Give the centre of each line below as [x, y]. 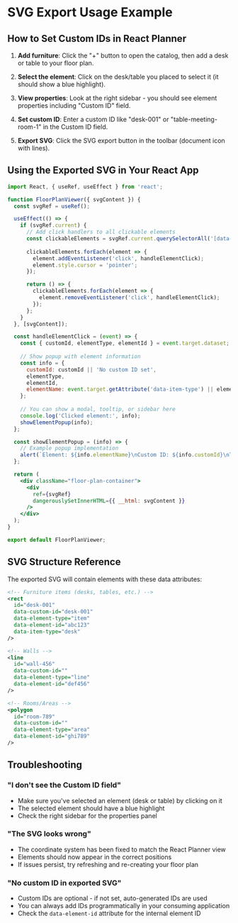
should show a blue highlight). [62, 84]
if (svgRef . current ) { [53, 225]
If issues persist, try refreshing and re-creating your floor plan [108, 864]
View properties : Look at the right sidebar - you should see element [117, 98]
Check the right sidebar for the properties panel [87, 815]
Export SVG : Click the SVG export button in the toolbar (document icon [121, 140]
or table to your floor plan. [56, 63]
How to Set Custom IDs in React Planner [97, 39]
